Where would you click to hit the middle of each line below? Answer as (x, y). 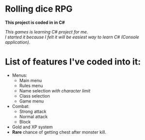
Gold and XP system (32, 127)
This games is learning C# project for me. (47, 32)
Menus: (20, 75)
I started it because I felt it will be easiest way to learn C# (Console (72, 37)
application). (18, 42)
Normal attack (33, 116)
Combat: (21, 106)
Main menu (31, 80)
